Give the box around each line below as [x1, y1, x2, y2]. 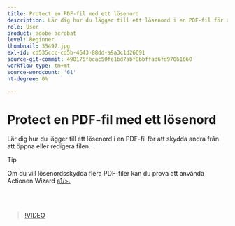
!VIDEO [24, 211, 45, 220]
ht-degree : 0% [7, 75, 49, 83]
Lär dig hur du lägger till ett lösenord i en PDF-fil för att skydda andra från [7, 134, 219, 143]
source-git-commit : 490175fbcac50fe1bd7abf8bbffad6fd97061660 [7, 56, 192, 63]
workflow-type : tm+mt [7, 62, 71, 69]
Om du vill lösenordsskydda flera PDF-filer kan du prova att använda [7, 169, 205, 178]
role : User [7, 23, 39, 30]
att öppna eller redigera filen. [7, 142, 91, 150]
